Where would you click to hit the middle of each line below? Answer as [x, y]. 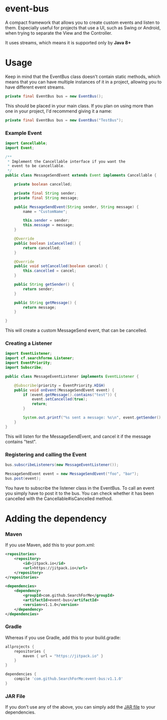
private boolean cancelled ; [43, 185]
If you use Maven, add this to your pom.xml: [50, 545]
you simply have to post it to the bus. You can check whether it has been [80, 493]
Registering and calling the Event [46, 454]
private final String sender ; [45, 193]
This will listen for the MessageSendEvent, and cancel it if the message [78, 436]
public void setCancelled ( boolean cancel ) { [61, 266]
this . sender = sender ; [46, 220]
